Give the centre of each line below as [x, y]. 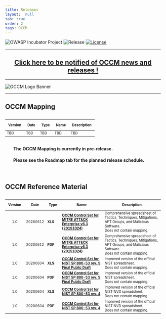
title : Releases [22, 10]
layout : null [20, 14]
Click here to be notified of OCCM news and [83, 62]
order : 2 [14, 23]
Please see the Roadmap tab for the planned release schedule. [79, 160]
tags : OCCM [16, 28]
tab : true [15, 19]
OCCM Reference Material [46, 187]
